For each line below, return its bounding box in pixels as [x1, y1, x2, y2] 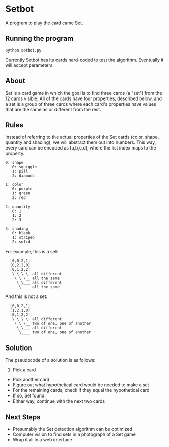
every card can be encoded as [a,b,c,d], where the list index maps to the [5, 145, 156, 151]
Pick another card [12, 377, 50, 383]
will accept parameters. [5, 62, 54, 68]
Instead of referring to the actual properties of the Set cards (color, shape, [5, 134, 159, 140]
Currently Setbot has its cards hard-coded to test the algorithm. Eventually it [5, 57, 164, 63]
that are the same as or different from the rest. [5, 106, 102, 112]
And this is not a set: [5, 293, 48, 300]
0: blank [12, 231, 30, 236]
